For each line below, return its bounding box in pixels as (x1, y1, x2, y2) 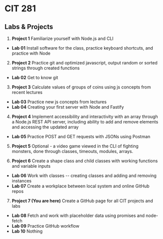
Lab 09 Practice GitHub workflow (11, 223, 80, 229)
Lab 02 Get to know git (11, 75, 58, 80)
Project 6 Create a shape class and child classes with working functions (11, 158, 158, 164)
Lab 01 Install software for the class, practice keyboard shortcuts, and (11, 45, 153, 51)
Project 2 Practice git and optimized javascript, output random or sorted (11, 60, 158, 65)
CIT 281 (4, 3, 36, 14)
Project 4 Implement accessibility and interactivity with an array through (11, 114, 158, 119)
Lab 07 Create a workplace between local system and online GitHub (11, 183, 150, 189)
